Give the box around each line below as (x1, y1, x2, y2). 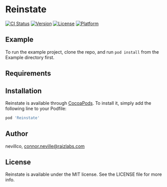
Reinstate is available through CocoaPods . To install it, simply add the (5, 100, 152, 106)
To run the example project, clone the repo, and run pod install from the (5, 49, 159, 55)
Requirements (5, 69, 51, 78)
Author (5, 129, 28, 138)
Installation (5, 86, 42, 95)
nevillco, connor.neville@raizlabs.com (5, 143, 85, 149)
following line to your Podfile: (5, 105, 67, 111)
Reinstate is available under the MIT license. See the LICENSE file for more (5, 171, 162, 177)
